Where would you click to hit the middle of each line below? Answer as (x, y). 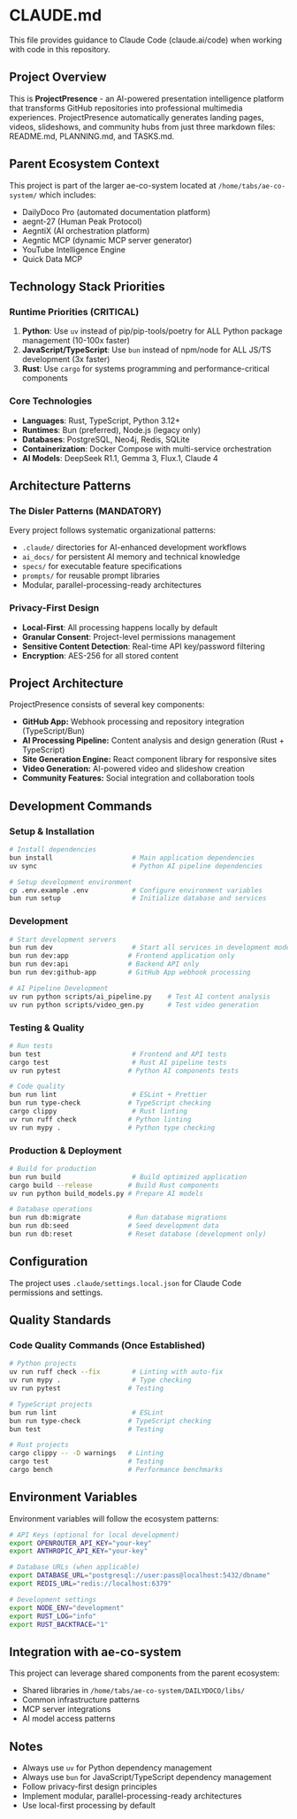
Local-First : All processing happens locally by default (120, 627)
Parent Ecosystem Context (84, 164)
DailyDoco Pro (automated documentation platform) (116, 212)
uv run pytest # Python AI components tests (124, 1071)
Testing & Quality (47, 1028)
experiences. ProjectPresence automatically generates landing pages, (137, 117)
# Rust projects (39, 1445)
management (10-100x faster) (76, 341)
